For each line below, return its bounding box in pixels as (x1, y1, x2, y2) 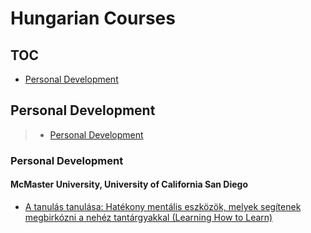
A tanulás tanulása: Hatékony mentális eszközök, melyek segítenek (24, 200, 302, 212)
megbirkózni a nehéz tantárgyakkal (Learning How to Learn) (24, 211, 273, 223)
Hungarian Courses (10, 7, 176, 30)
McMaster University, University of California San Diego (10, 178, 249, 191)
